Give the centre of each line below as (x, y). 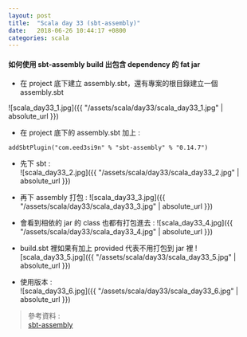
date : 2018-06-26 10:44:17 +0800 (67, 30)
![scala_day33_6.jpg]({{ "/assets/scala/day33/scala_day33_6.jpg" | (129, 291)
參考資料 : (44, 316)
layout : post (30, 16)
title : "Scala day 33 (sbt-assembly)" (74, 23)
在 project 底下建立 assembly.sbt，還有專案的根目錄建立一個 (119, 84)
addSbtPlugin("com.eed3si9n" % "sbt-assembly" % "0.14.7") (108, 148)
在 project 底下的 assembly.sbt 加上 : (80, 133)
